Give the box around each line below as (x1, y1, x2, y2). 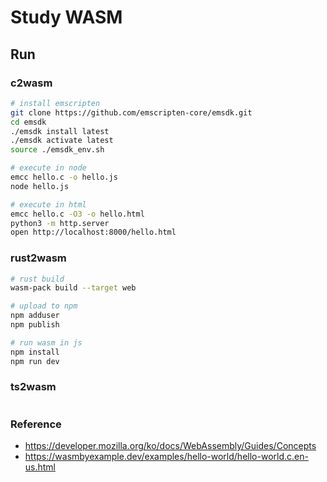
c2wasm (10, 76, 53, 90)
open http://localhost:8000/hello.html (10, 227, 177, 238)
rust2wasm (10, 251, 67, 265)
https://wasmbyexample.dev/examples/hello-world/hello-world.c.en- (24, 451, 309, 463)
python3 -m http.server (10, 218, 110, 228)
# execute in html (10, 199, 87, 210)
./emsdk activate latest (10, 136, 114, 146)
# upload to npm (10, 301, 78, 311)
